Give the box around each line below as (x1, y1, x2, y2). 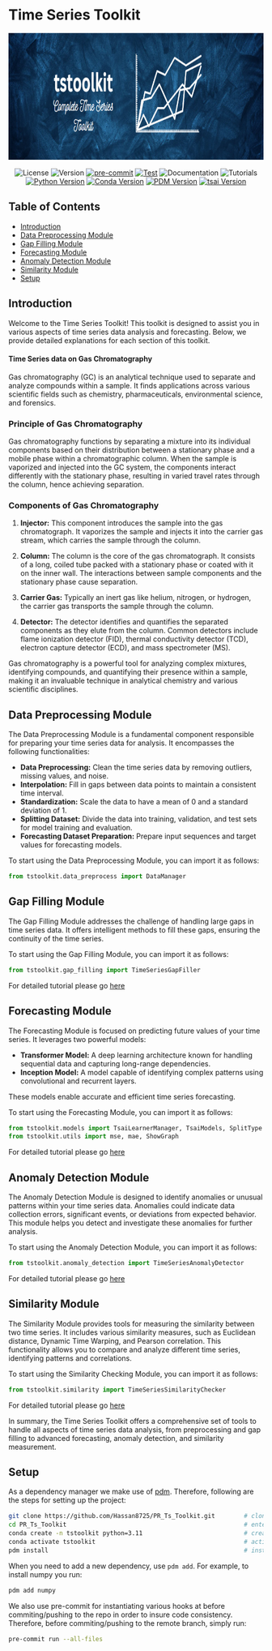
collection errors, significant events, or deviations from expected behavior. (8, 1210, 257, 1220)
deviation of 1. (19, 805, 67, 816)
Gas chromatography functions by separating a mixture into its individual (8, 436, 251, 447)
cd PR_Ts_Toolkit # (8, 1520, 249, 1529)
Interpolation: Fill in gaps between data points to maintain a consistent (19, 780, 257, 790)
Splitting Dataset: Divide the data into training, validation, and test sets (19, 814, 257, 824)
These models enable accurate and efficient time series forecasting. (8, 1091, 236, 1101)
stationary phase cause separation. (19, 577, 138, 587)
